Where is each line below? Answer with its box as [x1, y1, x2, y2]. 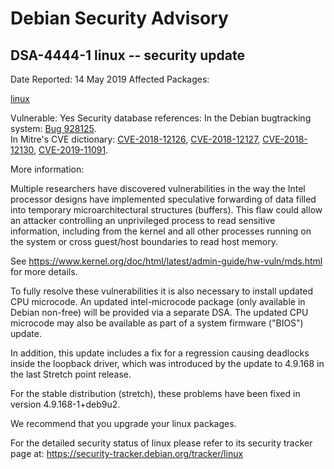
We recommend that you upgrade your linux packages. [10, 418, 237, 429]
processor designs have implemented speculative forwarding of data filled [10, 193, 317, 205]
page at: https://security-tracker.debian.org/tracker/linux [10, 448, 244, 459]
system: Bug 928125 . [10, 123, 97, 134]
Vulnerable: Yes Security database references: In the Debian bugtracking [10, 112, 312, 124]
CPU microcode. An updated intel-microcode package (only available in [10, 296, 306, 307]
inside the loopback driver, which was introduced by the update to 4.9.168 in [10, 358, 325, 369]
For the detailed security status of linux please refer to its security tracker [10, 437, 313, 449]
